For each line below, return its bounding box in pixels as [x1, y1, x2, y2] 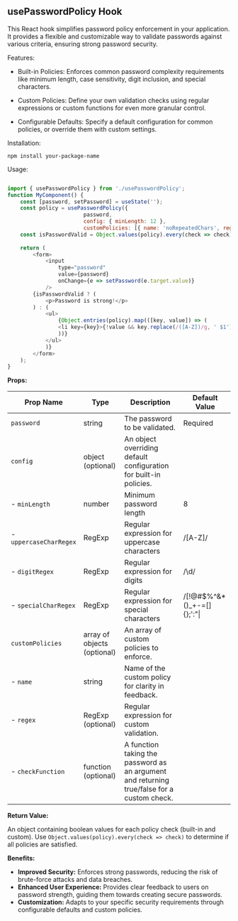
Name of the [124, 664, 166, 674]
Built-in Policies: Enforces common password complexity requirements [17, 67, 225, 75]
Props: [7, 376, 28, 384]
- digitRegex [11, 566, 55, 576]
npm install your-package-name [7, 152, 100, 159]
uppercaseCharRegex [11, 538, 76, 546]
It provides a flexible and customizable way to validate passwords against [7, 32, 222, 41]
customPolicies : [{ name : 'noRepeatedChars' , [83, 225, 220, 232]
